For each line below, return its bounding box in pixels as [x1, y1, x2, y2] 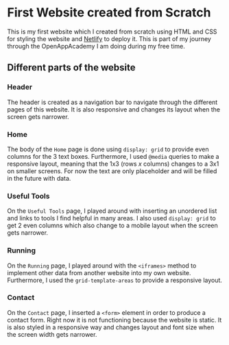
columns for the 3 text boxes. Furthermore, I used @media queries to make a [7, 152, 219, 160]
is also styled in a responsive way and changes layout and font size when [7, 323, 215, 331]
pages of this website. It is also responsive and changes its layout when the [7, 105, 221, 114]
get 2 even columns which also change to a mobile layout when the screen [7, 221, 218, 230]
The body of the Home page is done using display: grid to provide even [7, 145, 209, 153]
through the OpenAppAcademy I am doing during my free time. [7, 42, 185, 50]
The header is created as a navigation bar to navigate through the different [7, 98, 218, 106]
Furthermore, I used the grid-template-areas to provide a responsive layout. [7, 276, 223, 284]
